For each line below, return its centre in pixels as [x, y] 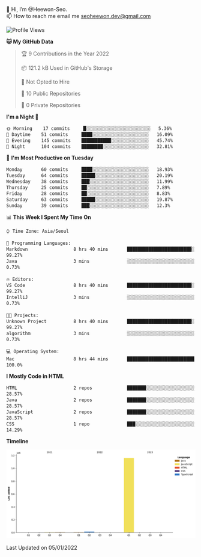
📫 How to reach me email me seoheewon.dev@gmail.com [79, 16]
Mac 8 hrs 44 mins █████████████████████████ [100, 359]
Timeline [17, 441]
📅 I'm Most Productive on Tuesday [50, 158]
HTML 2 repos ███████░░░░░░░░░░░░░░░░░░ [100, 388]
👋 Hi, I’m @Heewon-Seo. [37, 9]
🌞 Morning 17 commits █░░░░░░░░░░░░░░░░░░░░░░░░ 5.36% [89, 129]
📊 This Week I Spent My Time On [49, 217]
